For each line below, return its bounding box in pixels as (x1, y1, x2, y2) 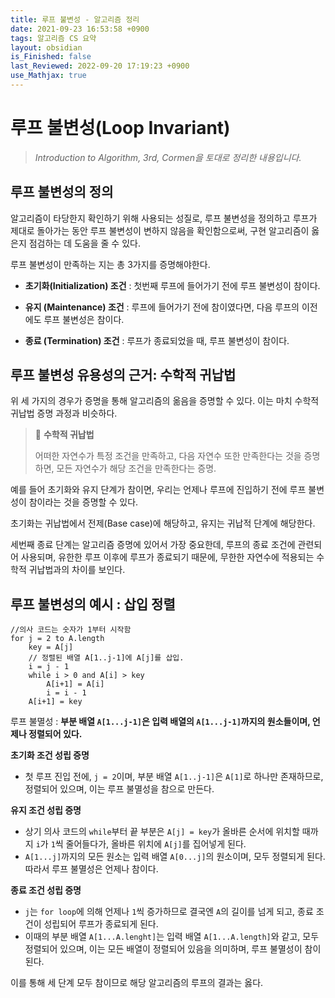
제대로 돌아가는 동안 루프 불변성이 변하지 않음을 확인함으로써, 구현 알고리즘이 (10, 224, 310, 236)
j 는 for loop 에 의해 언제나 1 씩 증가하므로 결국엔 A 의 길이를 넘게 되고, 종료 (24, 906, 314, 918)
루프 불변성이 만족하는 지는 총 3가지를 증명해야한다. (10, 258, 211, 270)
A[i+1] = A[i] (46, 679, 105, 690)
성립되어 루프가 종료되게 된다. (43, 918, 159, 930)
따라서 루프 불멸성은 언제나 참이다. (24, 863, 159, 875)
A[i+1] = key (28, 697, 83, 707)
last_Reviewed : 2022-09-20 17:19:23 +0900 (10, 61, 190, 71)
